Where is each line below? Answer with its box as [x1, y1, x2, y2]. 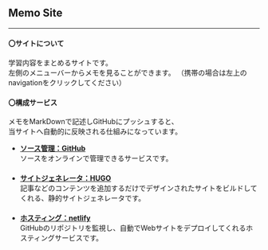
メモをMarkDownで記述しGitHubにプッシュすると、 [8, 117, 179, 127]
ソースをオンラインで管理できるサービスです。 [19, 154, 173, 163]
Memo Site [8, 6, 63, 20]
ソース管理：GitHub [19, 143, 86, 154]
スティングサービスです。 [19, 233, 104, 243]
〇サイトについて [8, 39, 65, 49]
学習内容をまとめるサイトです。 [8, 58, 113, 68]
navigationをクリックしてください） [8, 78, 126, 88]
